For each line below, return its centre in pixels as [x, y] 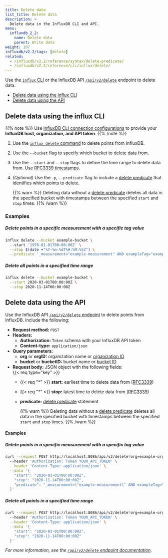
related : [14, 56]
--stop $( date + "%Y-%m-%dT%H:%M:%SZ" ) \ [52, 249]
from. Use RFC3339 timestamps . [46, 168]
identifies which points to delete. [46, 183]
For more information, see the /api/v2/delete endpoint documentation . [79, 550]
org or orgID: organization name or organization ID [72, 356]
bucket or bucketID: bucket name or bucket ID [68, 362]
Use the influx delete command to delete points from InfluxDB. [78, 143]
